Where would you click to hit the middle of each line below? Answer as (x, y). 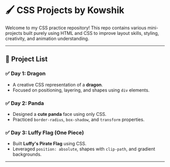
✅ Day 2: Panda (25, 103)
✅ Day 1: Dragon (26, 73)
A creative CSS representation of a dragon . (58, 85)
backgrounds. (27, 154)
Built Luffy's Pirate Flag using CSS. (50, 144)
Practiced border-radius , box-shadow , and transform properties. (78, 119)
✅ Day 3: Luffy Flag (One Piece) (45, 133)
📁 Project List (27, 59)
